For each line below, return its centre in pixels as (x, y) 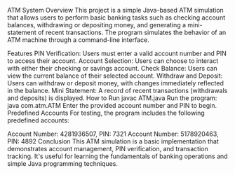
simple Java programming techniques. (62, 163)
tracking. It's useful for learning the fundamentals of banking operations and (117, 156)
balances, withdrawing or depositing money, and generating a (97, 25)
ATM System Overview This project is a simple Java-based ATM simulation (116, 10)
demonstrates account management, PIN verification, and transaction (108, 149)
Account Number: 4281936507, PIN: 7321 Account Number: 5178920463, (113, 134)
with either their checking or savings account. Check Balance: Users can (112, 68)
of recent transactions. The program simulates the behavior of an (132, 32)
